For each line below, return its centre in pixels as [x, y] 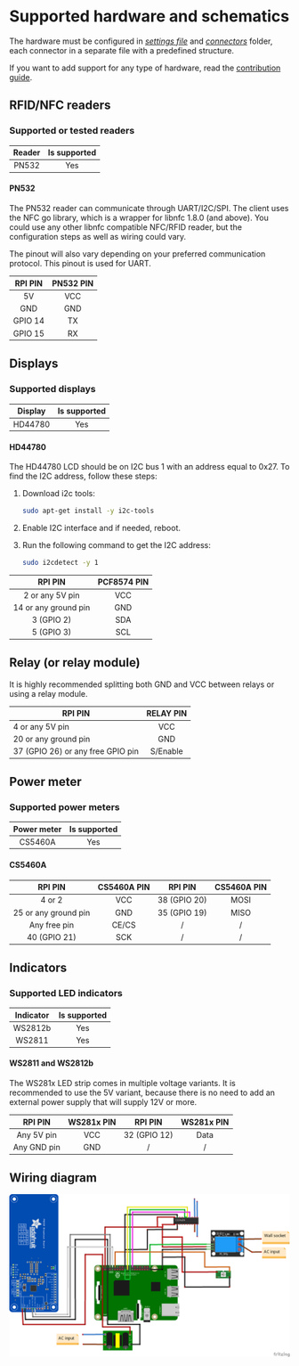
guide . [21, 77]
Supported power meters [65, 806]
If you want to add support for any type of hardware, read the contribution [145, 68]
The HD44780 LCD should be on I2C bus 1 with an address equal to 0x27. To [149, 467]
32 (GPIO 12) [148, 1134]
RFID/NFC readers [60, 106]
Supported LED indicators [66, 993]
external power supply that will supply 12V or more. [103, 1102]
